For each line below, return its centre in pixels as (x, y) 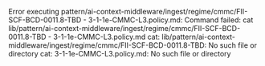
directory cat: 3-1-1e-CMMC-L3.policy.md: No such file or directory (120, 54)
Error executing (34, 12)
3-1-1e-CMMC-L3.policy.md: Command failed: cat (171, 20)
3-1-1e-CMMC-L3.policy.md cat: (107, 37)
